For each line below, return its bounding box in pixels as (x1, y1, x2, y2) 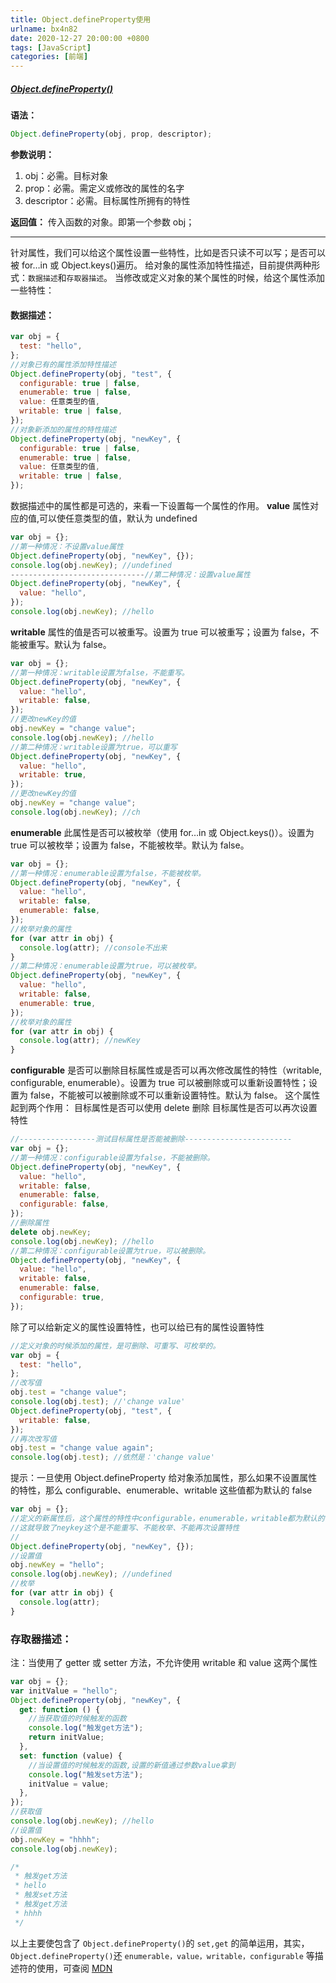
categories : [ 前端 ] (10, 52, 89, 62)
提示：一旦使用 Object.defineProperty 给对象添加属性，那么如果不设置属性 (10, 1472, 318, 1484)
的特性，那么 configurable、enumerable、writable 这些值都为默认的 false (10, 1484, 313, 1496)
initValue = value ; (28, 1779, 110, 1789)
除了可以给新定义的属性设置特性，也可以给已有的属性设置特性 (10, 1321, 265, 1333)
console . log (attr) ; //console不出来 (19, 942, 168, 953)
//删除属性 (10, 1218, 50, 1228)
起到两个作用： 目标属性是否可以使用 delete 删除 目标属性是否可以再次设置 (10, 1102, 318, 1114)
